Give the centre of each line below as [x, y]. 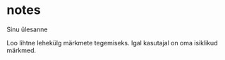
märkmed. [22, 50]
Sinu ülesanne [27, 29]
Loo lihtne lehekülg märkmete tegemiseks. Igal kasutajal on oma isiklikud [112, 43]
